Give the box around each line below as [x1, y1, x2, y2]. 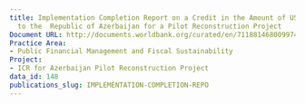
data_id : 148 [9, 72, 59, 81]
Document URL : [9, 30, 64, 39]
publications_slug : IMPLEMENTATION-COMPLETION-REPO [9, 80, 209, 90]
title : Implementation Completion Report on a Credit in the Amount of [9, 13, 286, 23]
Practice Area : [9, 38, 67, 48]
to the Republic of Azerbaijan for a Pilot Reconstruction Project [17, 22, 282, 31]
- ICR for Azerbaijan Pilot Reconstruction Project [9, 64, 209, 73]
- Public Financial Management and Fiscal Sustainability [9, 47, 233, 56]
